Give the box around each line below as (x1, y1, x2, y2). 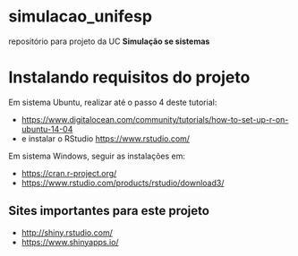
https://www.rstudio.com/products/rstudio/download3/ (21, 177, 225, 188)
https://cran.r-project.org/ (21, 167, 117, 178)
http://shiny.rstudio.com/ (21, 226, 113, 238)
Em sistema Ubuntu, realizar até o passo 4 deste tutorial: (8, 97, 217, 107)
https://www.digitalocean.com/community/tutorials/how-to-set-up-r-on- (21, 114, 289, 124)
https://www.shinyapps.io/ (21, 236, 119, 247)
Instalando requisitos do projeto (8, 67, 251, 88)
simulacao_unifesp (8, 6, 153, 27)
